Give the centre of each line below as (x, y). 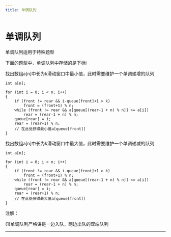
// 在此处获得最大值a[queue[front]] (50, 199)
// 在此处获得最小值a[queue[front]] (50, 129)
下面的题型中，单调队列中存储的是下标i (46, 63)
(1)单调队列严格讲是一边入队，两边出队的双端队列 (57, 224)
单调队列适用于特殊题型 (30, 52)
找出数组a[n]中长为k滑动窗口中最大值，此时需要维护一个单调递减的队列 (80, 143)
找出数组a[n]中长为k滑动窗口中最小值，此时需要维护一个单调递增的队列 (80, 73)
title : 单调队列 (21, 10)
